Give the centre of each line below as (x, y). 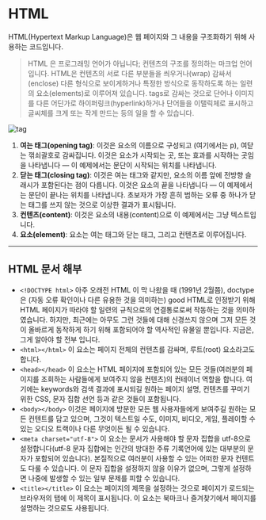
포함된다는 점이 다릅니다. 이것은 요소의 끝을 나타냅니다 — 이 (133, 185)
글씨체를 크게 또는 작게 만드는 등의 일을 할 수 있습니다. (111, 113)
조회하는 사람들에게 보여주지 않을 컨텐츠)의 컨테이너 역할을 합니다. (142, 379)
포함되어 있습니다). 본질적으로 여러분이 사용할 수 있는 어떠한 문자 (134, 458)
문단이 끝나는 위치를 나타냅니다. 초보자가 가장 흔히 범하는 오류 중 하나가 (138, 194)
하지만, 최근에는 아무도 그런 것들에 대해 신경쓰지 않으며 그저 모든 (148, 319)
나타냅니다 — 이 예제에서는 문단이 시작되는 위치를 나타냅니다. (123, 165)
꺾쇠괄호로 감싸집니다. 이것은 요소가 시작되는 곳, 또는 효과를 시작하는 (134, 155)
